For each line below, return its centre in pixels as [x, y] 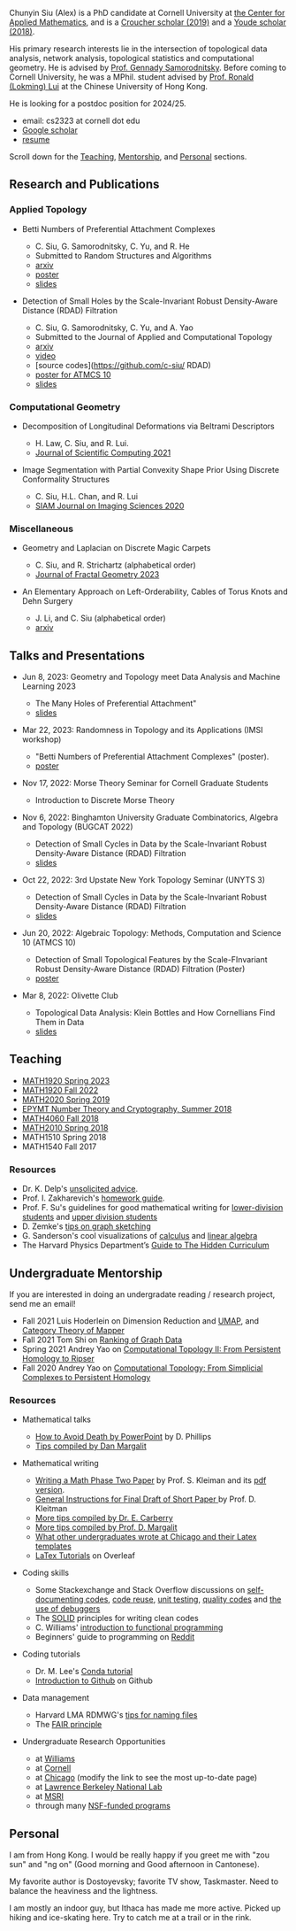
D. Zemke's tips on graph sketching [87, 1226]
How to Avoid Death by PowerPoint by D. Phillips [123, 1437]
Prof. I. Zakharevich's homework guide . [93, 1198]
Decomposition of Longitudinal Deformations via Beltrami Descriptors [148, 426]
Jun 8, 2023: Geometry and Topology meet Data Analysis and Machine [151, 677]
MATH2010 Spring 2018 [65, 1127]
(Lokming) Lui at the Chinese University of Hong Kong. [109, 86]
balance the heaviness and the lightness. [83, 1891]
